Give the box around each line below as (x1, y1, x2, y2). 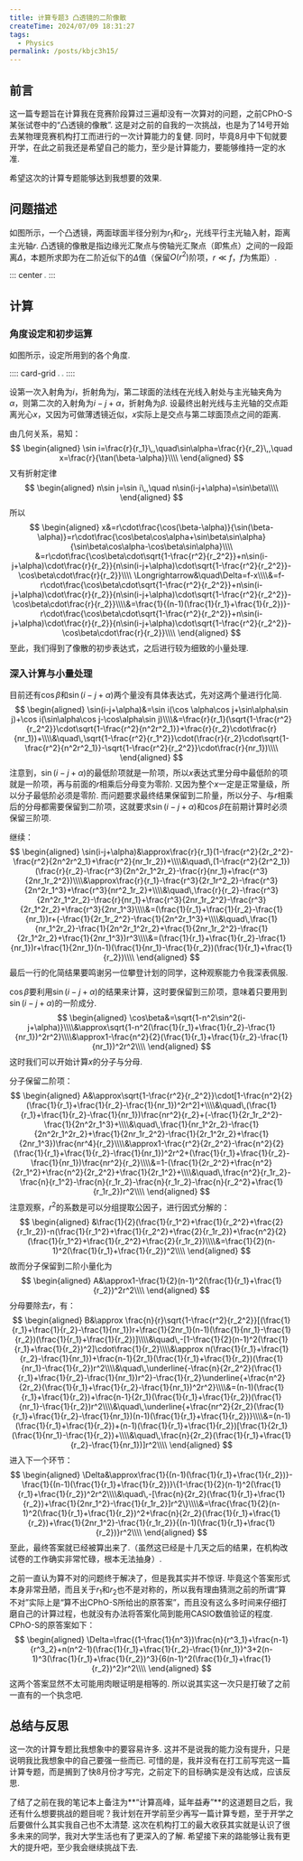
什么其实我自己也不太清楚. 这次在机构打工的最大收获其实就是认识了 (32, 1819, 282, 1830)
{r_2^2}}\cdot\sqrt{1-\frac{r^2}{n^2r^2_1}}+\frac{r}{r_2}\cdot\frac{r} (25, 723, 278, 734)
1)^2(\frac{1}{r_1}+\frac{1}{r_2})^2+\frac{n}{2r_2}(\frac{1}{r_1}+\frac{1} (22, 1507, 281, 1518)
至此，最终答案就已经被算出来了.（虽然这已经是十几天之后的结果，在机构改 (9, 1541, 289, 1553)
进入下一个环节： (9, 1455, 73, 1466)
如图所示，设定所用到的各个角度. (9, 349, 131, 360)
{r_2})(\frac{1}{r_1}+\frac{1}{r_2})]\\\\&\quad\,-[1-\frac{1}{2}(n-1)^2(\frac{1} (14, 1334, 289, 1345)
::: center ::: (9, 270, 56, 281)
